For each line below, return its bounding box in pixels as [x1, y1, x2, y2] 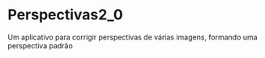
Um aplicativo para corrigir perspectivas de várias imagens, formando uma [7, 32, 258, 42]
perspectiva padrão [7, 40, 74, 50]
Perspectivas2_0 [7, 6, 123, 24]
